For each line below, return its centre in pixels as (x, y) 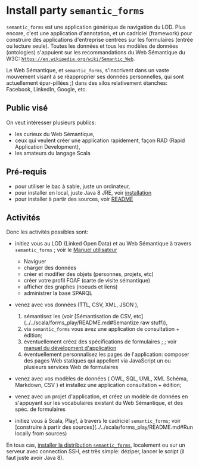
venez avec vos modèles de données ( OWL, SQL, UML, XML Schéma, (101, 379)
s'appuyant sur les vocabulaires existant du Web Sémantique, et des (99, 403)
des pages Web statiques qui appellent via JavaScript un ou (97, 361)
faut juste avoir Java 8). (35, 458)
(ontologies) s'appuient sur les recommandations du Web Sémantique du (96, 52)
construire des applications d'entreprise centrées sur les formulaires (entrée (100, 39)
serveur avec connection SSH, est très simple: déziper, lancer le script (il (95, 451)
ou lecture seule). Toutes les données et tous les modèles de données (92, 46)
